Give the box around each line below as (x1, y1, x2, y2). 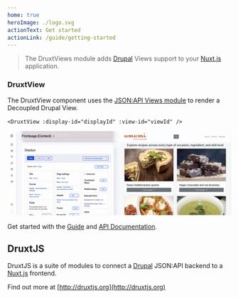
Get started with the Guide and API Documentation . (7, 222, 158, 230)
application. (24, 62, 60, 70)
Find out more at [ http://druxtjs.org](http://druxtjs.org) (7, 283, 166, 292)
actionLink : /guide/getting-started (7, 34, 116, 41)
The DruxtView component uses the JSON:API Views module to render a (7, 96, 220, 105)
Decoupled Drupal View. (7, 103, 78, 112)
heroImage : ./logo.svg (7, 18, 75, 26)
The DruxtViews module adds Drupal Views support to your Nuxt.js (24, 54, 222, 63)
